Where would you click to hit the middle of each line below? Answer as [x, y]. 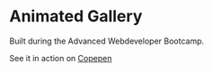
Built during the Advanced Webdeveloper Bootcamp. [107, 41]
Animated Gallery [76, 16]
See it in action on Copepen [61, 58]
